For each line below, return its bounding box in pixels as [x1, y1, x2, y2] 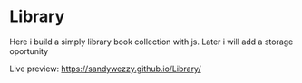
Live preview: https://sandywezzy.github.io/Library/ [9, 63, 201, 74]
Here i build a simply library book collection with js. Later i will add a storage [9, 36, 294, 47]
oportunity [9, 45, 49, 56]
